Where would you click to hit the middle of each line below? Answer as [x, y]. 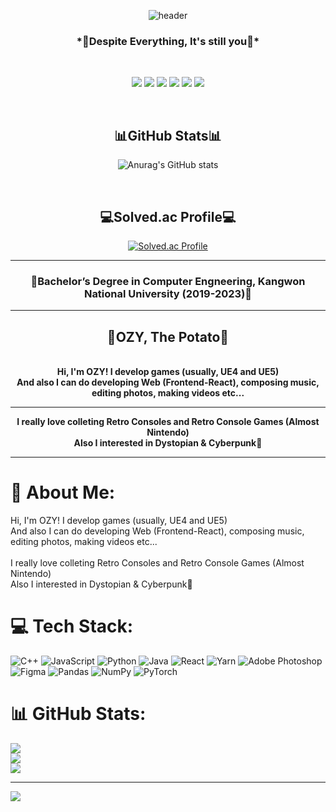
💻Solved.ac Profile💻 [168, 216]
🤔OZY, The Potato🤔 [168, 336]
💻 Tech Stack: [72, 626]
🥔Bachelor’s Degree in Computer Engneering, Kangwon [168, 281]
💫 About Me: [63, 492]
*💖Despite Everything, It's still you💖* [168, 41]
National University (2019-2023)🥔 [168, 293]
